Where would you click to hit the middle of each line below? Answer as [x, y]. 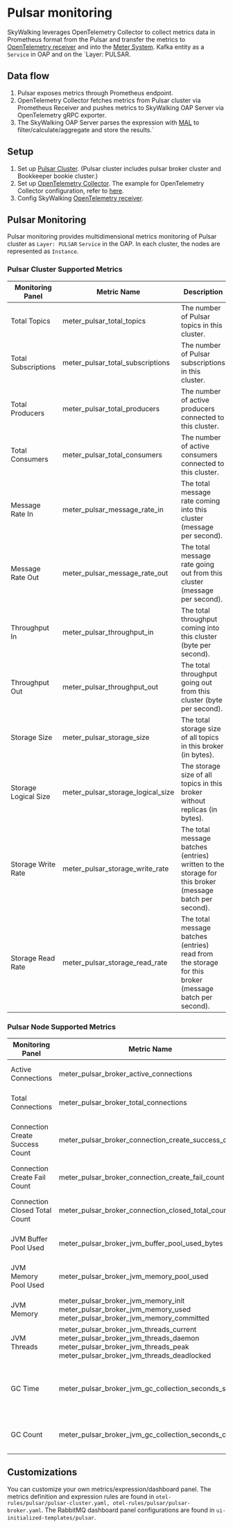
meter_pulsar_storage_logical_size [118, 792]
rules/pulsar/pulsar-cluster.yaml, [59, 1503]
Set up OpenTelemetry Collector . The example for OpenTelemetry [111, 183]
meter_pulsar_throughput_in [108, 632]
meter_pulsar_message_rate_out [115, 573]
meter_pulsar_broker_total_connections [123, 1102]
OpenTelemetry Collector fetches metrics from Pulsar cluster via [109, 100]
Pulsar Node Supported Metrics [62, 1027]
